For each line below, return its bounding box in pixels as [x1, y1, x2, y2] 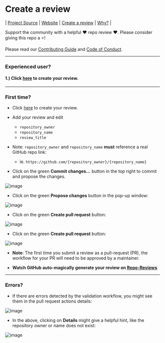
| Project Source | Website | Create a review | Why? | [5, 20, 111, 26]
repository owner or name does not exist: [12, 322, 96, 328]
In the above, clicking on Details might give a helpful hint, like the [12, 317, 144, 323]
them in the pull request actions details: [12, 298, 92, 304]
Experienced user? [5, 63, 52, 70]
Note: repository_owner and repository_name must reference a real [12, 144, 148, 150]
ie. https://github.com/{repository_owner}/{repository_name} [19, 159, 147, 165]
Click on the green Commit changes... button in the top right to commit [12, 169, 157, 174]
